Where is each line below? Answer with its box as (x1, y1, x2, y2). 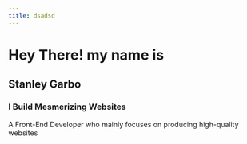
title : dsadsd (8, 11, 56, 20)
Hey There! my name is (8, 45, 165, 64)
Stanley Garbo (8, 77, 82, 91)
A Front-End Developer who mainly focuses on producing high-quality (8, 119, 239, 129)
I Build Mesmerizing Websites (8, 101, 126, 112)
